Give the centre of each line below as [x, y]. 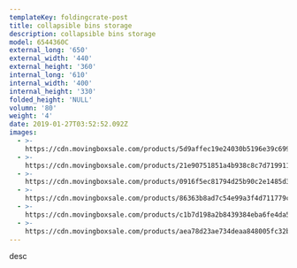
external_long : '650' [49, 50]
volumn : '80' [33, 108]
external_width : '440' [51, 58]
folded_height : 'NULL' [51, 100]
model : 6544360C [39, 42]
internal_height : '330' [53, 91]
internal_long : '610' [49, 75]
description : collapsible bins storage [83, 34]
